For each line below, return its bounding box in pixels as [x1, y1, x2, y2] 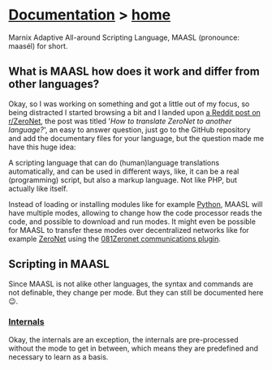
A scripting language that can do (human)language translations [8, 157, 220, 167]
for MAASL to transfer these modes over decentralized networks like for [8, 225, 249, 234]
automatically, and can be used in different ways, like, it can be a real [8, 166, 240, 176]
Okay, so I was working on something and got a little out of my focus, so [8, 99, 250, 109]
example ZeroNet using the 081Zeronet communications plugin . [8, 234, 222, 243]
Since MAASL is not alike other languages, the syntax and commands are [8, 278, 253, 289]
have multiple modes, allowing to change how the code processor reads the [8, 208, 262, 217]
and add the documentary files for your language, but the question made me [8, 133, 265, 143]
